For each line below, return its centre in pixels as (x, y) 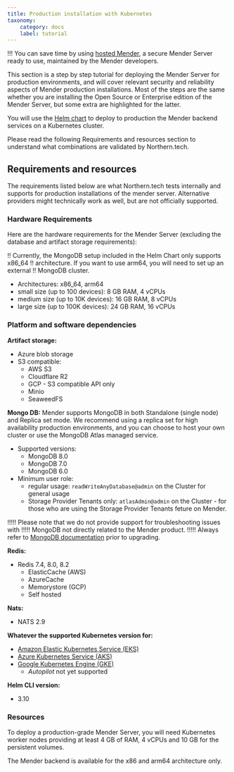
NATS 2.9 (31, 621)
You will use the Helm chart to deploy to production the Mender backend (112, 118)
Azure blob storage (45, 354)
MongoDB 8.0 (48, 456)
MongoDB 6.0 (48, 471)
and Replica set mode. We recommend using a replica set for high (103, 420)
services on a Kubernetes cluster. (56, 126)
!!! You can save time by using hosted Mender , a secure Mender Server (110, 54)
